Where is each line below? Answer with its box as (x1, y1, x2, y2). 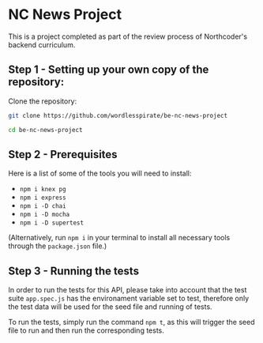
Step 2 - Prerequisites (8, 148, 118, 161)
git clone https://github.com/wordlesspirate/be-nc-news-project (8, 111, 227, 119)
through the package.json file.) (8, 241, 107, 251)
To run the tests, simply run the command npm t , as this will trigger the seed (8, 318, 255, 327)
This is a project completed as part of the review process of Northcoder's (8, 32, 247, 41)
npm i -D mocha (19, 211, 70, 219)
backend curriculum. (8, 40, 76, 49)
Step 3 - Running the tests (8, 264, 140, 277)
